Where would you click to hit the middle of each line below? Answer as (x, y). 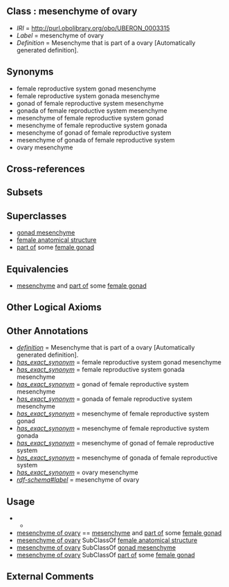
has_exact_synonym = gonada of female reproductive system (104, 399)
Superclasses (37, 216)
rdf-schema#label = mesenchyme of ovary (78, 480)
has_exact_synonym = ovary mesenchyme (77, 472)
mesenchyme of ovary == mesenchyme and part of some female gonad (119, 533)
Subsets (25, 193)
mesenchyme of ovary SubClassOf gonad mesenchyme (96, 548)
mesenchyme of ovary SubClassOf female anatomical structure (107, 540)
